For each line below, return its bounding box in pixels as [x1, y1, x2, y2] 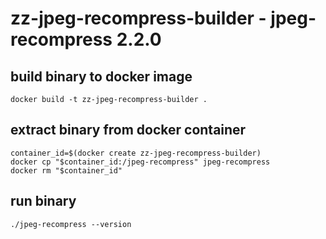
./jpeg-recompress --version [10, 219, 132, 229]
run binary [10, 193, 77, 210]
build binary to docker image [10, 68, 193, 85]
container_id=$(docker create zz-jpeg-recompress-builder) [10, 148, 262, 158]
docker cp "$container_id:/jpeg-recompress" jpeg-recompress [10, 157, 271, 167]
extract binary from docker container [10, 122, 247, 139]
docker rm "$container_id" [10, 165, 123, 176]
